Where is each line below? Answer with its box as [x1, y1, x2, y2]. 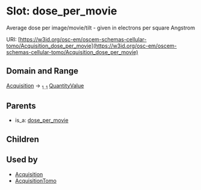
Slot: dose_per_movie [6, 4, 117, 18]
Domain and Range [6, 66, 79, 76]
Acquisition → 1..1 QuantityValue [6, 82, 84, 91]
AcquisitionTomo [14, 177, 57, 184]
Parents [6, 100, 36, 111]
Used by [6, 155, 38, 165]
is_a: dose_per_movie [14, 117, 69, 124]
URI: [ [6, 35, 20, 43]
